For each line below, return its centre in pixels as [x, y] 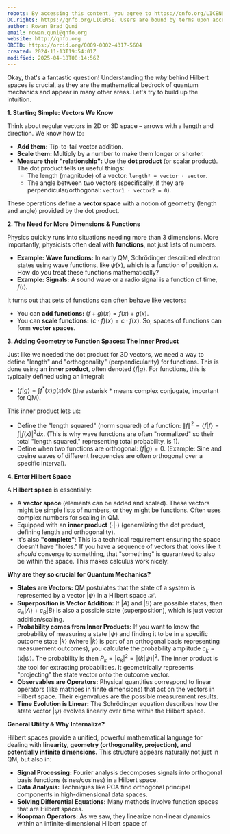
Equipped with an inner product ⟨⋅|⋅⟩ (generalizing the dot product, [111, 525]
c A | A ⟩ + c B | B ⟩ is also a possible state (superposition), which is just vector [120, 611]
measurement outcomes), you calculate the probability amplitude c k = [116, 649]
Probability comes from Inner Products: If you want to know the [108, 627]
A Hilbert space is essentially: [50, 490]
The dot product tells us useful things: [71, 168]
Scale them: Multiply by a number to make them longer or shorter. [110, 153]
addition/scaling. [40, 619]
